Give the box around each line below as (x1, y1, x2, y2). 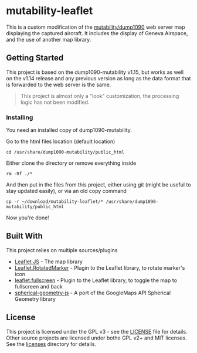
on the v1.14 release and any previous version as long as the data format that (6, 74, 191, 82)
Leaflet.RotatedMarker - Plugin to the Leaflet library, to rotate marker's (14, 264, 185, 271)
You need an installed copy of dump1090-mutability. (6, 127, 132, 134)
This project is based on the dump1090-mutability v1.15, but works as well (6, 69, 184, 76)
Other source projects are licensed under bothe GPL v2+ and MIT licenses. (6, 334, 188, 341)
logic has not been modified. (20, 99, 90, 106)
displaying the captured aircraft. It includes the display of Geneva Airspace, (6, 29, 188, 36)
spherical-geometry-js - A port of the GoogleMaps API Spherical (14, 289, 171, 296)
